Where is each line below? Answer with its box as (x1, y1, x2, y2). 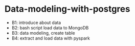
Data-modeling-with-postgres (4, 3, 131, 15)
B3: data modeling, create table (11, 30, 75, 36)
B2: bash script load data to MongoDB (11, 24, 89, 30)
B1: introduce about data (11, 20, 61, 25)
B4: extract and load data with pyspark (11, 35, 90, 41)
